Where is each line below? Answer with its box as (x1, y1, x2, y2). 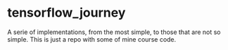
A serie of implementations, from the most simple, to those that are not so (7, 28, 221, 36)
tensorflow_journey (7, 5, 126, 21)
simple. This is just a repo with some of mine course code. (7, 35, 177, 43)
